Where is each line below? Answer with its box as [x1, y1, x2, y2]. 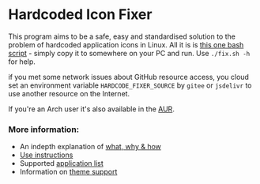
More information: [8, 124, 80, 135]
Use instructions [19, 150, 73, 160]
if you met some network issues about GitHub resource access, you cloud [8, 72, 249, 81]
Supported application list [19, 159, 104, 168]
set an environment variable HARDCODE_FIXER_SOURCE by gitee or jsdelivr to [8, 81, 252, 90]
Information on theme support [19, 167, 118, 177]
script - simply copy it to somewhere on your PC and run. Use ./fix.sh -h [8, 48, 251, 58]
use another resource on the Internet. [8, 88, 130, 98]
